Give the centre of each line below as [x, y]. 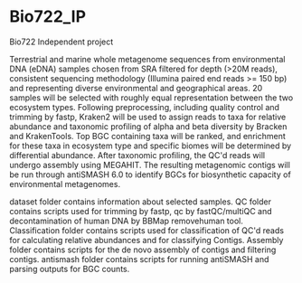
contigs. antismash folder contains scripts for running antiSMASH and [139, 259]
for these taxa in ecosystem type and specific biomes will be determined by [151, 146]
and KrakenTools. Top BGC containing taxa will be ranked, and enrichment [148, 136]
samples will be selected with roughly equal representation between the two [151, 98]
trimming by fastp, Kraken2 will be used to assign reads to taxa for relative [148, 117]
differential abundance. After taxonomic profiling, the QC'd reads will [137, 155]
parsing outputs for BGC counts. [70, 269]
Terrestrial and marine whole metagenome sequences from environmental [147, 59]
